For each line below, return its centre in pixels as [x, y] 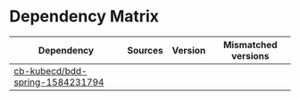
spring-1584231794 [59, 82]
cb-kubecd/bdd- [50, 71]
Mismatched [250, 45]
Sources [145, 50]
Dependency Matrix [84, 17]
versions [250, 55]
